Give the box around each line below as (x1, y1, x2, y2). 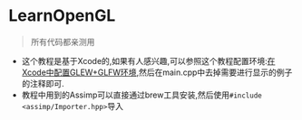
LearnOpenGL (8, 5, 116, 26)
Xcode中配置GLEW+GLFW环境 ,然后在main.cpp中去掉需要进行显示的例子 (21, 67, 293, 78)
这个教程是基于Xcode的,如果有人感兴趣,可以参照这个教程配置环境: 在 (21, 55, 276, 66)
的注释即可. (21, 78, 64, 88)
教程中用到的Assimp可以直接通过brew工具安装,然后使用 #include (21, 89, 262, 100)
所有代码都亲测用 (30, 36, 95, 47)
